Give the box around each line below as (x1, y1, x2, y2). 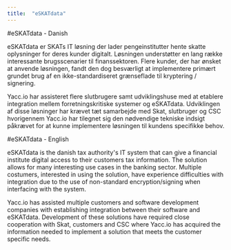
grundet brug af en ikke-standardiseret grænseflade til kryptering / (7, 72, 197, 80)
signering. (7, 79, 36, 87)
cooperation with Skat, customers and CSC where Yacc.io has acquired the (7, 220, 221, 228)
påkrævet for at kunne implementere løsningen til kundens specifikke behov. (7, 121, 225, 129)
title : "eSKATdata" (7, 10, 67, 17)
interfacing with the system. (7, 185, 86, 193)
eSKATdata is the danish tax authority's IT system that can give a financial (7, 148, 217, 156)
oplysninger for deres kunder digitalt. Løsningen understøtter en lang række (7, 50, 223, 58)
